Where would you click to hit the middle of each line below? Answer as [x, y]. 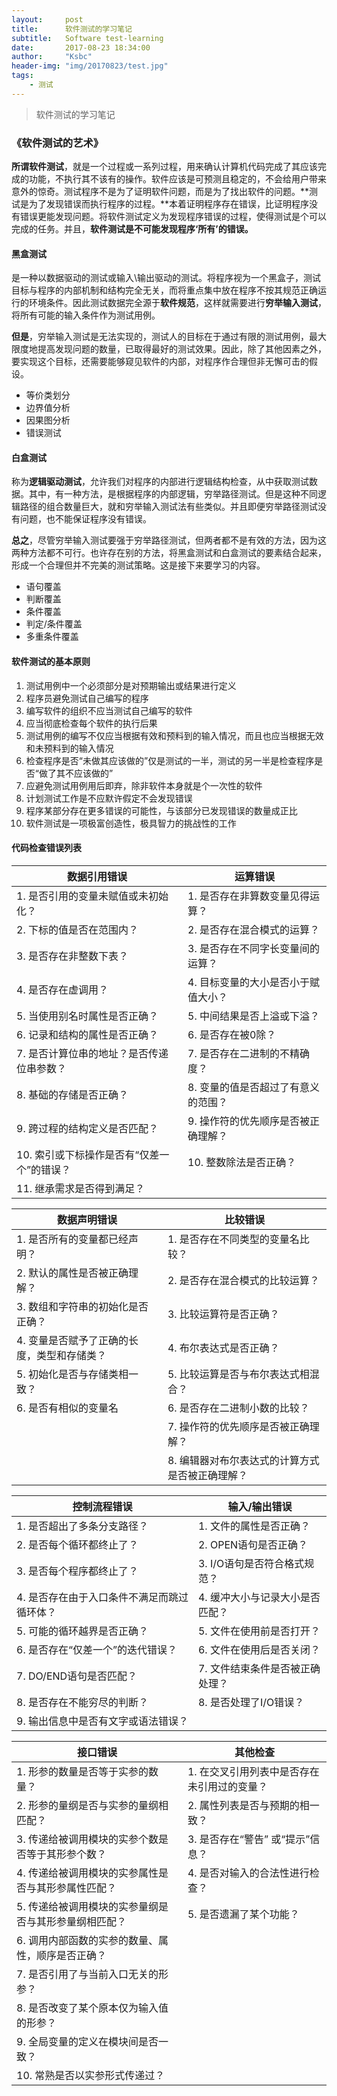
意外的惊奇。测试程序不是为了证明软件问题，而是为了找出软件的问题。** [160, 192]
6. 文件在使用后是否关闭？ [259, 1649]
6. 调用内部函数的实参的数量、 [87, 1940]
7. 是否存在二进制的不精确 [248, 1053]
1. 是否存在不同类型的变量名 [233, 1239]
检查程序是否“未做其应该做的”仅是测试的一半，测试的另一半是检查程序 [170, 760]
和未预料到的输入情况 [69, 748]
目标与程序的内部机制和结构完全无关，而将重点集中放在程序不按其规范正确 [164, 290]
